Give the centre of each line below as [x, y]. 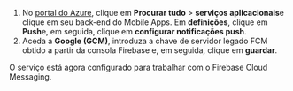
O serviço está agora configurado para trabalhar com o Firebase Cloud [139, 67]
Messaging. [31, 77]
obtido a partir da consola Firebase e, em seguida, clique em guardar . [150, 50]
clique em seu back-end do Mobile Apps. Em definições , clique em [145, 22]
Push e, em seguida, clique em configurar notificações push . [134, 31]
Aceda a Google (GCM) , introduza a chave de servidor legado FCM [145, 41]
